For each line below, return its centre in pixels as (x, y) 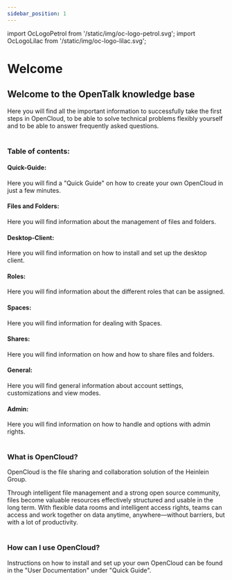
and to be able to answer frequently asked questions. (83, 126)
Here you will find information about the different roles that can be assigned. (116, 291)
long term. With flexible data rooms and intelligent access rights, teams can (115, 508)
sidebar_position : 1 (37, 14)
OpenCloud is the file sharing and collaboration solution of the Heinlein (108, 472)
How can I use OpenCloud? (54, 547)
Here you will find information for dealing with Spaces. (85, 323)
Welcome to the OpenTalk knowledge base (101, 94)
